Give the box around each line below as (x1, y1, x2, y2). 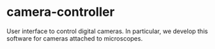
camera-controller (6, 4, 116, 20)
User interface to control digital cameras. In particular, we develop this (6, 27, 208, 35)
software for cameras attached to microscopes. (6, 34, 143, 42)
